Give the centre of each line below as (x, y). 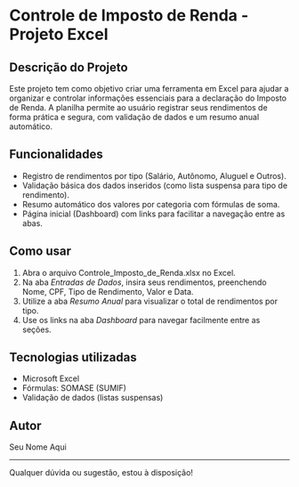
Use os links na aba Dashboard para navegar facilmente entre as (141, 320)
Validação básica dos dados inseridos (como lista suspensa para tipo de (154, 185)
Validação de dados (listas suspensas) (93, 398)
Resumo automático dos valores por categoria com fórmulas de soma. (151, 204)
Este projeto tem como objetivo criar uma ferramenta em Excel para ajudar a (149, 89)
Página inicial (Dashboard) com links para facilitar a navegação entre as (154, 214)
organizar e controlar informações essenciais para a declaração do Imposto (148, 98)
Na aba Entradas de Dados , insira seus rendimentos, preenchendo (144, 282)
